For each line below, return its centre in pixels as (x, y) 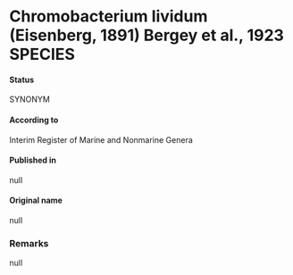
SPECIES (42, 54)
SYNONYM (30, 99)
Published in (33, 160)
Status (22, 79)
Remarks (29, 243)
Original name (36, 200)
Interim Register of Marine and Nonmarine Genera (101, 139)
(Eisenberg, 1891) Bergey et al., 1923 (146, 35)
